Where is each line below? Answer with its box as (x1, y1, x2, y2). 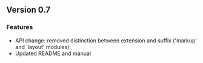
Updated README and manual (15, 50, 92, 57)
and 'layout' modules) (15, 43, 70, 50)
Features (6, 23, 33, 31)
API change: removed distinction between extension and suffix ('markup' (15, 36, 198, 44)
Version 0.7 (6, 5, 51, 15)
